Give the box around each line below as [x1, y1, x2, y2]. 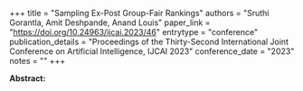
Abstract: [9, 73, 46, 84]
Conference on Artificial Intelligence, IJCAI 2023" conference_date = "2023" [9, 46, 295, 57]
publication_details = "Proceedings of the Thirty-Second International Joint [9, 36, 289, 47]
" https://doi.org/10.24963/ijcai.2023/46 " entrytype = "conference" [9, 27, 259, 37]
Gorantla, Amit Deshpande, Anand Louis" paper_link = [9, 17, 211, 28]
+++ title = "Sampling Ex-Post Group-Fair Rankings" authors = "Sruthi [9, 8, 270, 18]
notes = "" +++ [9, 56, 66, 66]
